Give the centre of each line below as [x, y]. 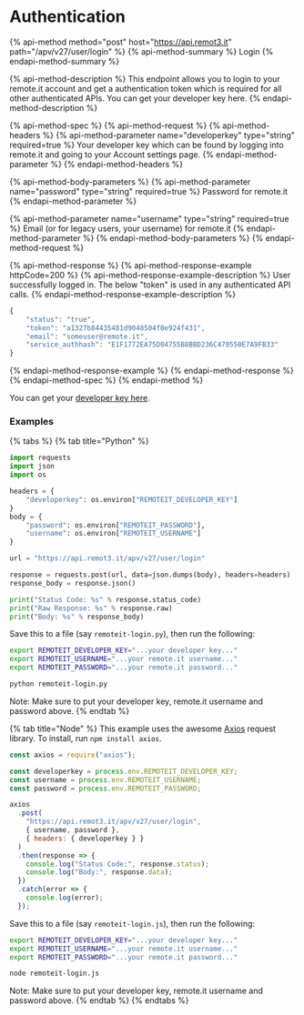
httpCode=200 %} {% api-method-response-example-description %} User [150, 275]
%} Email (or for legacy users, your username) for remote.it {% [127, 228]
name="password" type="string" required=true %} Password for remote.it [149, 191]
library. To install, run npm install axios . [86, 738]
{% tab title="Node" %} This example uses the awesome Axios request [142, 729]
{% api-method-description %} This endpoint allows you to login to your [145, 78]
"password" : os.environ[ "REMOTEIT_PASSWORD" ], [116, 525]
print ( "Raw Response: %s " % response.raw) [91, 608]
